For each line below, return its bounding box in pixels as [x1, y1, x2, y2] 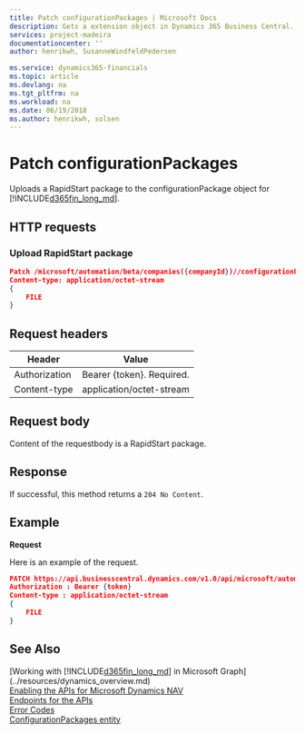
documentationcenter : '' [9, 38, 103, 48]
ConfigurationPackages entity [9, 714, 121, 725]
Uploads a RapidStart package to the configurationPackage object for [9, 183, 271, 194]
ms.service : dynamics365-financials [9, 64, 148, 73]
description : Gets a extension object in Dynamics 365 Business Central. [9, 22, 295, 31]
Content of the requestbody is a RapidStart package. [9, 438, 207, 449]
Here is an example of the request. [9, 556, 139, 568]
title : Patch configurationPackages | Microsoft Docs [9, 13, 218, 23]
